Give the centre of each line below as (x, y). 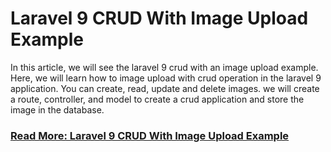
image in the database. (57, 109)
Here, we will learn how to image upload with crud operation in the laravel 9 (166, 78)
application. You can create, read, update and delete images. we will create (165, 88)
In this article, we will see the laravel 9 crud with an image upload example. (164, 67)
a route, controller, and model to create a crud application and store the (157, 99)
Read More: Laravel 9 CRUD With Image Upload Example (150, 135)
